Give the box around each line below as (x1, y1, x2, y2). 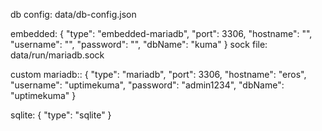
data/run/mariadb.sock (10, 49, 105, 61)
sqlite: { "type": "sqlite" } (10, 109, 112, 121)
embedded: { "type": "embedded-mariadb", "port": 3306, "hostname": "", (10, 28, 313, 39)
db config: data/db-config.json (10, 9, 137, 20)
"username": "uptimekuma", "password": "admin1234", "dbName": (10, 79, 285, 91)
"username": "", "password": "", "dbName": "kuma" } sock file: (10, 39, 268, 50)
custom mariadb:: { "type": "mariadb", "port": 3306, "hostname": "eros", (10, 69, 307, 80)
